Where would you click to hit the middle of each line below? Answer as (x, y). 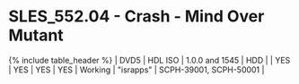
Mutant (36, 35)
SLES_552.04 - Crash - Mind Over (136, 17)
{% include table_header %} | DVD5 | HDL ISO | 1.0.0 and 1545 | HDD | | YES (149, 60)
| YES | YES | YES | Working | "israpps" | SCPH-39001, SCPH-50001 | (136, 70)
